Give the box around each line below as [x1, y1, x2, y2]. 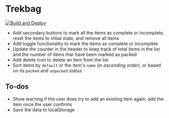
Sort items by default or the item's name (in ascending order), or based [12, 62, 161, 68]
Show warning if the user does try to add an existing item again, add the [12, 96, 164, 102]
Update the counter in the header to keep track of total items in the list [12, 46, 160, 52]
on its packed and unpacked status [12, 67, 82, 74]
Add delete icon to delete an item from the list [12, 56, 108, 63]
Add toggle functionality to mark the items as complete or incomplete [12, 40, 158, 46]
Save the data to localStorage [12, 106, 75, 112]
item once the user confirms [12, 101, 72, 107]
